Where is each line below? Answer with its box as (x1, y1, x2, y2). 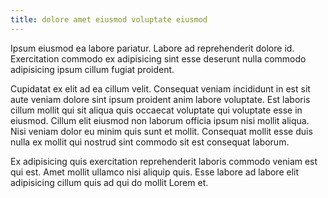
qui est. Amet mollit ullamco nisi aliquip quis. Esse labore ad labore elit (10, 166, 300, 178)
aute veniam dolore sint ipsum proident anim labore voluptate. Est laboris (10, 93, 311, 105)
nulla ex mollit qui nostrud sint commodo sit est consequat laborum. (10, 136, 290, 148)
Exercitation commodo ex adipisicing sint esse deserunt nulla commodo (10, 52, 307, 65)
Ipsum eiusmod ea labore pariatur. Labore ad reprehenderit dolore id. (10, 42, 295, 54)
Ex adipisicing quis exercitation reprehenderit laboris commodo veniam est (10, 155, 318, 167)
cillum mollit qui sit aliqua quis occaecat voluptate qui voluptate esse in (10, 104, 303, 116)
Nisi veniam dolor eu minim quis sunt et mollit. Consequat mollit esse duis (10, 125, 313, 137)
